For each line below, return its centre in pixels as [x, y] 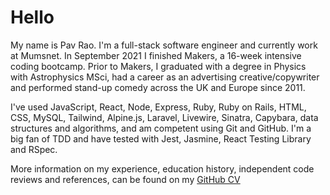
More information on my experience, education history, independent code [162, 168]
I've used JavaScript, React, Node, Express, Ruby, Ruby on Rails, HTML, [158, 107]
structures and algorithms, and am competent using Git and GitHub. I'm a [161, 128]
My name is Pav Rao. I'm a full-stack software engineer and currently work [164, 45]
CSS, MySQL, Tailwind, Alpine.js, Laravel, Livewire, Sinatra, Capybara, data [164, 117]
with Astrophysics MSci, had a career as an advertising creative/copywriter [165, 77]
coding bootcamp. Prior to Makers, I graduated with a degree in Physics [158, 66]
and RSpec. [34, 149]
